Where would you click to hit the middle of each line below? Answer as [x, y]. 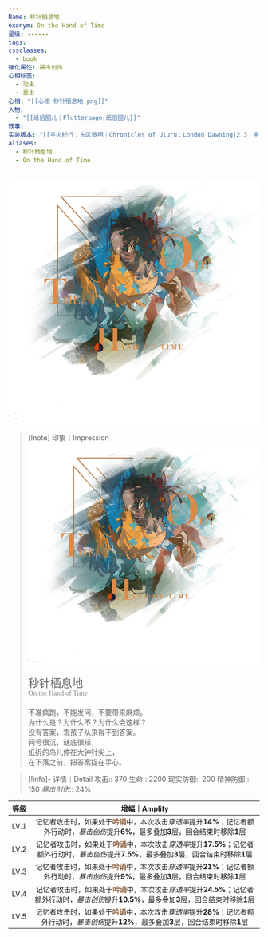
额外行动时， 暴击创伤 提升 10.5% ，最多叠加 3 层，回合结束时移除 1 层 [145, 899]
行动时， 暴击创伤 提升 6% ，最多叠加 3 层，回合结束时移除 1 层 [148, 832]
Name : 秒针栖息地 [34, 17]
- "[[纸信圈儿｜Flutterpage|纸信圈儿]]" [78, 118]
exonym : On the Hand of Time [57, 25]
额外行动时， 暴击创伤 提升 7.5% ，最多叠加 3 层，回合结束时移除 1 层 [145, 854]
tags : [17, 42]
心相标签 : [22, 76]
